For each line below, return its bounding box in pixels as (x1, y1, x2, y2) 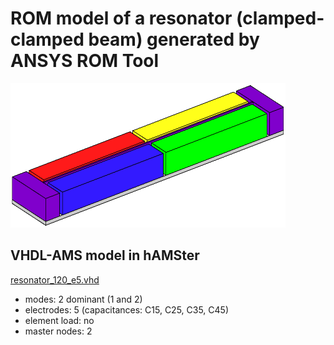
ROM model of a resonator (10, 7, 233, 30)
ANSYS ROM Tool (10, 50, 160, 72)
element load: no (24, 314, 95, 326)
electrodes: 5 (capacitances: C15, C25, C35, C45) (24, 303, 230, 316)
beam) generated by (88, 28, 260, 51)
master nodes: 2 (24, 325, 93, 337)
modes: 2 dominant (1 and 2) (24, 293, 143, 305)
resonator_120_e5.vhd (10, 273, 100, 286)
